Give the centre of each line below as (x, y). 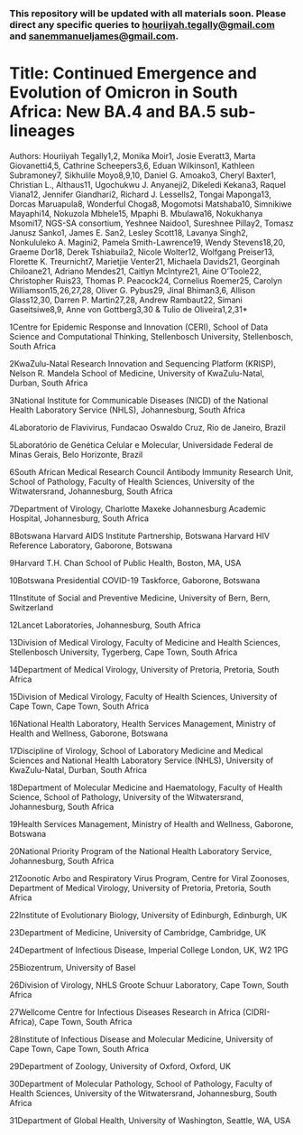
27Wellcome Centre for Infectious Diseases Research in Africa (125, 1012)
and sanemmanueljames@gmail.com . (94, 36)
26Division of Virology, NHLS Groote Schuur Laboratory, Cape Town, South (149, 985)
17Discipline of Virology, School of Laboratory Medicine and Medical (136, 750)
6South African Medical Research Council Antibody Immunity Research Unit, (151, 471)
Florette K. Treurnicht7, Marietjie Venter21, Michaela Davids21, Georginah (145, 261)
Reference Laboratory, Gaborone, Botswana (91, 545)
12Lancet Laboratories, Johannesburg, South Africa (105, 625)
